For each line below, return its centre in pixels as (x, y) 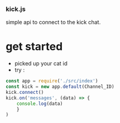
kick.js (16, 9)
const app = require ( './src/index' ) (52, 81)
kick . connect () (25, 92)
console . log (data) (40, 104)
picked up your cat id (41, 64)
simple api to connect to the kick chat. (53, 22)
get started (34, 47)
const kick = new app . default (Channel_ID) (60, 87)
